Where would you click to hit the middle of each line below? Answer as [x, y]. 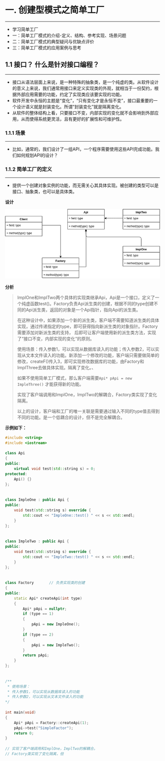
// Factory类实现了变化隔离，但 [34, 754]
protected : [16, 474]
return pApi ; [36, 655]
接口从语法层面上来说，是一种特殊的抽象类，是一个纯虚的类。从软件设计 [85, 82]
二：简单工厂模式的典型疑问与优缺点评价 [53, 41]
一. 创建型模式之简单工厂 [55, 10]
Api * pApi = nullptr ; [45, 609]
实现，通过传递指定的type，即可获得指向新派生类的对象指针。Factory [87, 326]
